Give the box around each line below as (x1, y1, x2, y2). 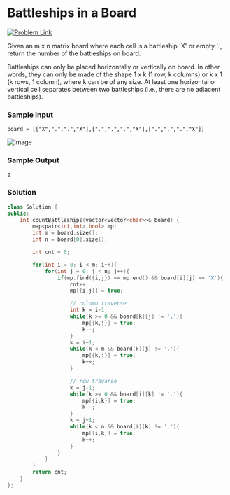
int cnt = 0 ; (32, 249, 71, 256)
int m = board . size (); (32, 230, 99, 237)
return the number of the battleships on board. (7, 49, 141, 57)
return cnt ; (32, 469, 68, 476)
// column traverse (69, 300, 127, 307)
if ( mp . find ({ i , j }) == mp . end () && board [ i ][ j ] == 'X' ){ (57, 274, 224, 281)
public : (7, 210, 30, 217)
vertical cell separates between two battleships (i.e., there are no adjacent (7, 85, 221, 93)
